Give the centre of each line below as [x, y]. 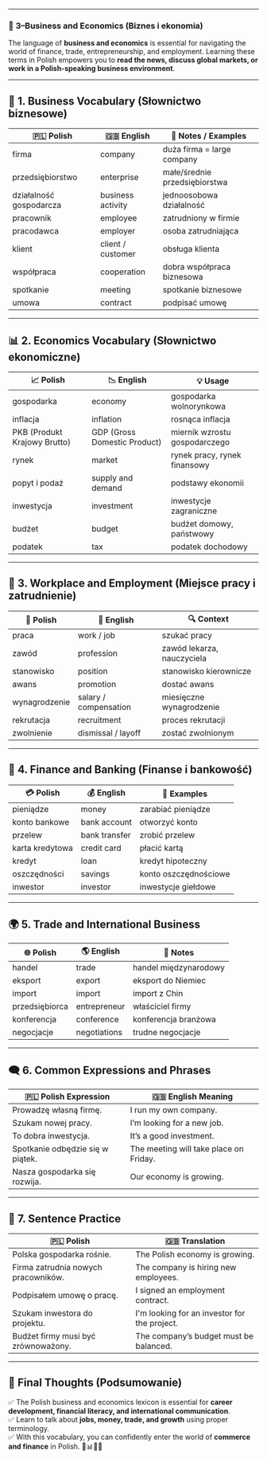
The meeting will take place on [187, 1149]
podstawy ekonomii [207, 483]
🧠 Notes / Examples [209, 136]
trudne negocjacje [166, 1033]
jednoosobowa [190, 195]
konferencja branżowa [174, 1019]
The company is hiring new [186, 1267]
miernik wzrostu [201, 432]
